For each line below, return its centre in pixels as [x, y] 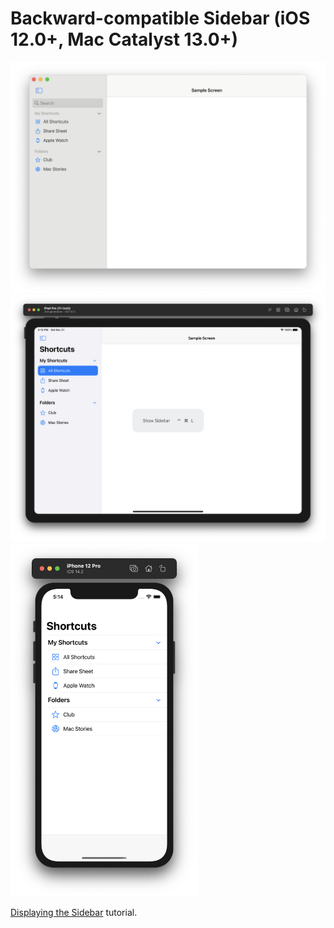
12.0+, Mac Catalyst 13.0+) [124, 39]
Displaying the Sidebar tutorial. [74, 912]
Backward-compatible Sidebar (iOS [160, 18]
